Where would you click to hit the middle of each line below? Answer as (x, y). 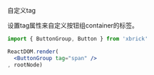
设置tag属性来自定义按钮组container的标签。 (73, 25)
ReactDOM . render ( (33, 52)
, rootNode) (25, 65)
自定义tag (22, 10)
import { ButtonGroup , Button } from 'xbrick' (78, 39)
